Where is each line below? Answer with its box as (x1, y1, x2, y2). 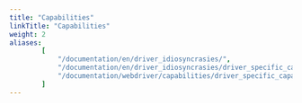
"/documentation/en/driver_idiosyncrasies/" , (57, 55, 231, 64)
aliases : (9, 38, 42, 47)
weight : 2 (9, 30, 47, 39)
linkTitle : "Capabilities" (9, 21, 111, 30)
